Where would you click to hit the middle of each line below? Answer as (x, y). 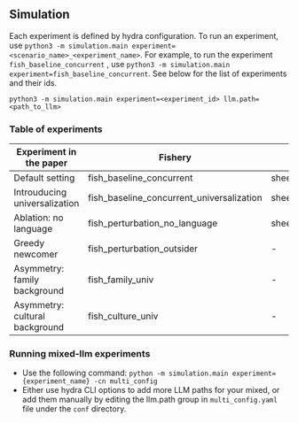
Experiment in (47, 152)
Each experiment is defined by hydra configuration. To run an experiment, (144, 35)
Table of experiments (56, 129)
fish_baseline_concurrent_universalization (175, 198)
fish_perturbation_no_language (153, 223)
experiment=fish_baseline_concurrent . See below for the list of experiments (148, 73)
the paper (47, 163)
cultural (30, 316)
